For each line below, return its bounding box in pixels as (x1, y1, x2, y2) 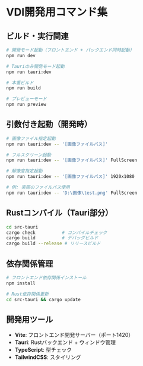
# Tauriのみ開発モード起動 (6, 63, 65, 69)
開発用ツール (6, 314, 53, 324)
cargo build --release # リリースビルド (6, 240, 101, 247)
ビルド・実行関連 (6, 31, 69, 41)
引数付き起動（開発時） (6, 120, 92, 130)
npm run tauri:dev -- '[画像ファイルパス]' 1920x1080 (6, 174, 135, 180)
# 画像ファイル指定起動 (6, 135, 56, 142)
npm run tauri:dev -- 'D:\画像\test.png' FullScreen (6, 190, 138, 196)
